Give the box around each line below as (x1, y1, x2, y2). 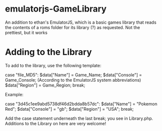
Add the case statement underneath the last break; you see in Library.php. (5, 115, 153, 121)
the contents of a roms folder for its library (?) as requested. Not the (5, 24, 140, 30)
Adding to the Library (5, 47, 92, 58)
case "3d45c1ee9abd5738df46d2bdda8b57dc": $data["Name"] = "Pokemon (5, 101, 158, 107)
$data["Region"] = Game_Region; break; (5, 82, 86, 88)
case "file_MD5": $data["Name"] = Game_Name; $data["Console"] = (5, 72, 142, 78)
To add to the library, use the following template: (5, 62, 102, 68)
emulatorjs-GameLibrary (5, 3, 107, 15)
